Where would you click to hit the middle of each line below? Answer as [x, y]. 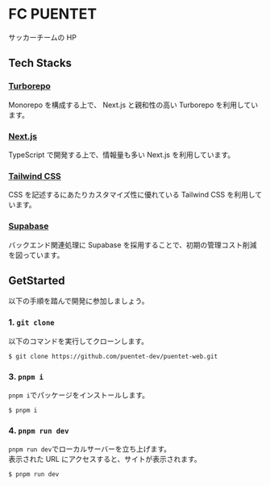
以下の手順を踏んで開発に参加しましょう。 [79, 301]
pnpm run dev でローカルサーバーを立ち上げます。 [90, 449]
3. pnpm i [26, 376]
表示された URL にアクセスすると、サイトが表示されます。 [105, 459]
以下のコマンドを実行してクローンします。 [79, 341]
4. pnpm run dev [39, 430]
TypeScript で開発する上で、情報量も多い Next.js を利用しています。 [122, 155]
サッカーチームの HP [42, 37]
